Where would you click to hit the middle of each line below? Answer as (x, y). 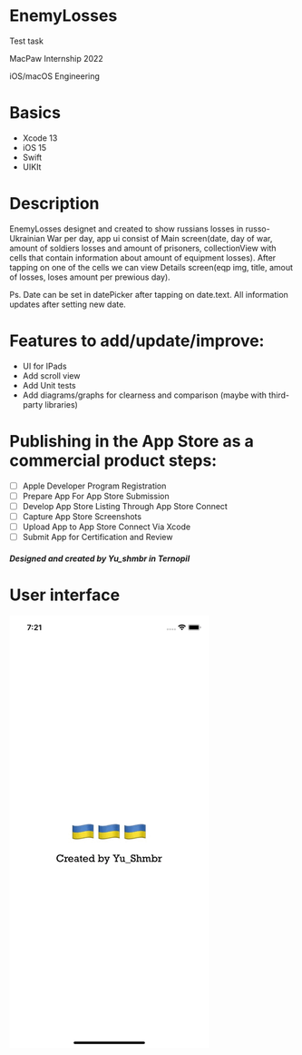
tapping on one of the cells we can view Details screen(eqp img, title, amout (151, 267)
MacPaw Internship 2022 (57, 58)
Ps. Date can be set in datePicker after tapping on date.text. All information (149, 294)
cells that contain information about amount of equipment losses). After (143, 257)
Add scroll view (51, 375)
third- (279, 395)
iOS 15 (34, 147)
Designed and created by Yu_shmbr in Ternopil (100, 558)
